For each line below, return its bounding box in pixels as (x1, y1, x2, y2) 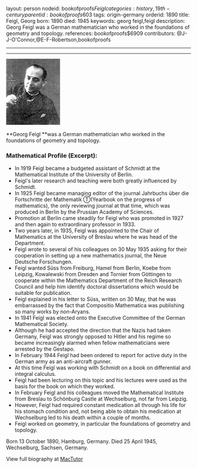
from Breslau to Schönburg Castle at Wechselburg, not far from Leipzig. (14, 395, 188, 402)
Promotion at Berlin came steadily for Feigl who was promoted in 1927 (14, 215, 184, 222)
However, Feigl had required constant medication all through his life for (14, 402, 186, 409)
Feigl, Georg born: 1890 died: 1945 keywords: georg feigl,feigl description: (6, 18, 185, 24)
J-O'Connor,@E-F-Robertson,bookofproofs (6, 36, 111, 43)
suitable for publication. (14, 290, 72, 297)
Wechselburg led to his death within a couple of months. (14, 414, 151, 421)
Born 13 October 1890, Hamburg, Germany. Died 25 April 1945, (6, 438, 157, 445)
